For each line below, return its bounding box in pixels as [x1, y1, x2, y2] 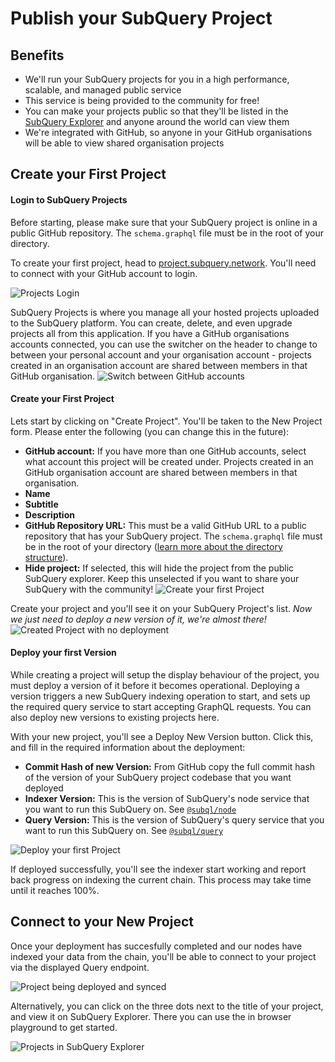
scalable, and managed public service [24, 84, 182, 96]
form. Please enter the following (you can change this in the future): [10, 425, 290, 437]
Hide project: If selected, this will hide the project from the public [24, 562, 295, 574]
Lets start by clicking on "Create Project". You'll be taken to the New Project [10, 415, 323, 427]
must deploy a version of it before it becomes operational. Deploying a [10, 680, 300, 691]
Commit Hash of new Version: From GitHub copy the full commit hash [24, 761, 316, 772]
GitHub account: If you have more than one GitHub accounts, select [24, 445, 307, 457]
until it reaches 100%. [10, 885, 100, 896]
